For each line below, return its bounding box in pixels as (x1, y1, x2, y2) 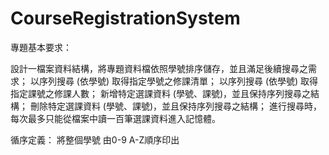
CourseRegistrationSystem (10, 7, 241, 30)
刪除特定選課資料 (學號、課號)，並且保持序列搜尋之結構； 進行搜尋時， (29, 100, 323, 112)
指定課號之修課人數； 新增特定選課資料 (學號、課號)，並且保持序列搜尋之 (10, 87, 312, 99)
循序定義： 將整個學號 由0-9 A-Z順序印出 (10, 133, 180, 146)
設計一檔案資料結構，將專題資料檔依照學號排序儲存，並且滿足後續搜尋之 (10, 62, 308, 74)
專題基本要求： (10, 41, 72, 53)
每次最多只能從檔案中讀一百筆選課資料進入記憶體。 (10, 112, 221, 124)
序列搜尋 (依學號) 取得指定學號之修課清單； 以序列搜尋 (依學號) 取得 (38, 75, 319, 87)
